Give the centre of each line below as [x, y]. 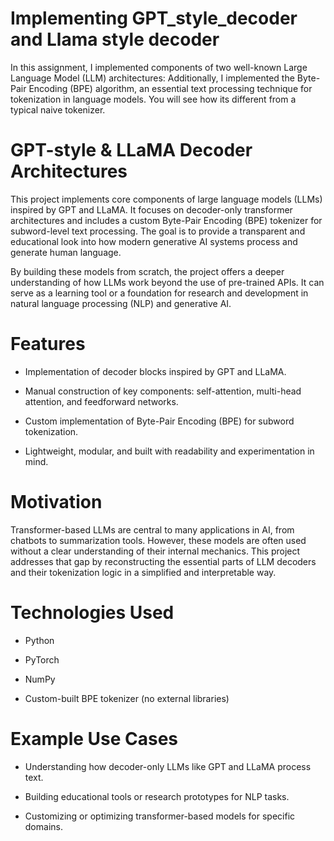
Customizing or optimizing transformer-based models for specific [160, 816]
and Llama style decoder [115, 39]
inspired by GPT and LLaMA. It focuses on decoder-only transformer [151, 209]
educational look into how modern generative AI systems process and [154, 241]
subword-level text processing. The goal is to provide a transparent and [158, 231]
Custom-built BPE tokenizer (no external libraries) [127, 698]
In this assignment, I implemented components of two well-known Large [159, 67]
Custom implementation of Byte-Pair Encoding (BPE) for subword [159, 421]
